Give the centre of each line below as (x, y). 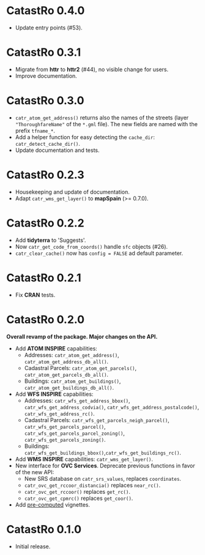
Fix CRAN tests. (35, 295)
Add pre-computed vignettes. (53, 504)
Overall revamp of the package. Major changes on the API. (82, 336)
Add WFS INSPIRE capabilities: (54, 394)
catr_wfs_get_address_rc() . (59, 413)
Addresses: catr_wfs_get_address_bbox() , (77, 400)
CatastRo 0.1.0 (44, 529)
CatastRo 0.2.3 (45, 175)
